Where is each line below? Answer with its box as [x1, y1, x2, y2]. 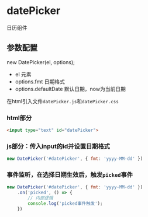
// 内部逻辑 [27, 195, 53, 201]
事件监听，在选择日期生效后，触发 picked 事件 [6, 171, 133, 179]
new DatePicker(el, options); [6, 58, 75, 65]
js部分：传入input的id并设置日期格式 [6, 142, 111, 150]
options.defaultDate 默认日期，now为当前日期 [15, 85, 126, 92]
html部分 [6, 114, 32, 122]
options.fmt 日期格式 [15, 78, 65, 85]
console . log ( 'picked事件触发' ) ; [27, 201, 103, 206]
